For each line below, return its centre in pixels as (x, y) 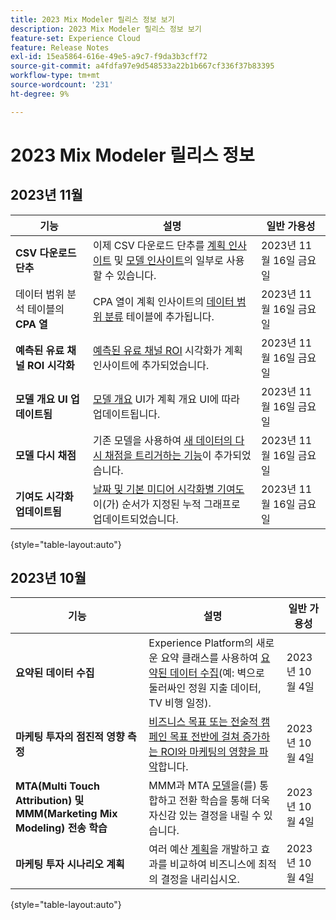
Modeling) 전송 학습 (61, 828)
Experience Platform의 (201, 643)
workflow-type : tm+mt (55, 76)
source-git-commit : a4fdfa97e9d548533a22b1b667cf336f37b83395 (142, 66)
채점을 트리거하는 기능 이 (158, 455)
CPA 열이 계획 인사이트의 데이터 (164, 301)
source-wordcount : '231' (62, 85)
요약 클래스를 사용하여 (209, 658)
